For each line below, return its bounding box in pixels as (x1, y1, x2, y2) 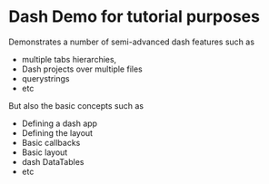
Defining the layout (21, 127, 93, 138)
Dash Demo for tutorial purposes (8, 6, 261, 27)
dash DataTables (21, 156, 85, 167)
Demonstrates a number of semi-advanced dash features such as (8, 36, 255, 47)
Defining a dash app (21, 118, 97, 129)
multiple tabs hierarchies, (21, 53, 117, 64)
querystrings (21, 73, 70, 83)
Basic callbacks (21, 137, 81, 148)
